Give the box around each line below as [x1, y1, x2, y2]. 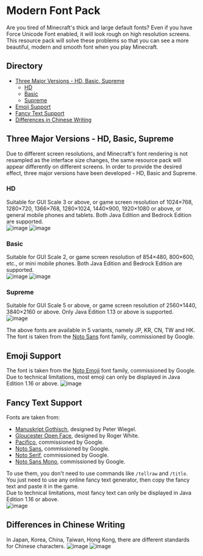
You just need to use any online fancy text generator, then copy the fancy [6, 476, 190, 483]
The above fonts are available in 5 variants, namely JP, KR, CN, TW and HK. [6, 327, 196, 334]
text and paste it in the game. [6, 483, 80, 490]
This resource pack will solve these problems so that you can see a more [6, 37, 190, 44]
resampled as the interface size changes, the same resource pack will [6, 156, 181, 163]
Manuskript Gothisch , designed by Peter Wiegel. [15, 426, 137, 433]
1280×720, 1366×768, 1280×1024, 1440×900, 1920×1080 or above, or [6, 205, 182, 212]
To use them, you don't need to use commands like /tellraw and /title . [6, 470, 188, 477]
